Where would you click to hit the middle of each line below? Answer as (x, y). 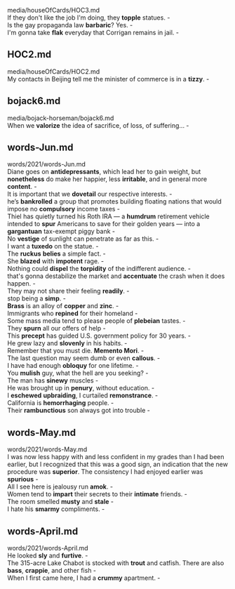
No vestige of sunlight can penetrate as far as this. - (83, 239)
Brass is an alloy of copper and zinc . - (63, 306)
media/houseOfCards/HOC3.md (54, 10)
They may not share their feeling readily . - (68, 291)
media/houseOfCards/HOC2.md (54, 71)
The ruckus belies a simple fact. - (57, 254)
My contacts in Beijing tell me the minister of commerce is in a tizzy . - (108, 79)
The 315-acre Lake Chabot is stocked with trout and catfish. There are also (116, 563)
